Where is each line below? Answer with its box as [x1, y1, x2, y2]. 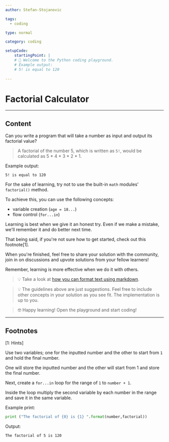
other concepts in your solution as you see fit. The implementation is [17, 292, 160, 298]
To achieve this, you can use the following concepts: [5, 196, 114, 202]
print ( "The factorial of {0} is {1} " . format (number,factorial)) [5, 414, 147, 419]
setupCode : [5, 48, 28, 53]
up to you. [17, 297, 39, 303]
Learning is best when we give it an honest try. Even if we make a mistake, [5, 222, 159, 228]
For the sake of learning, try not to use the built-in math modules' [5, 181, 139, 187]
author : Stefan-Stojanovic [5, 7, 62, 13]
